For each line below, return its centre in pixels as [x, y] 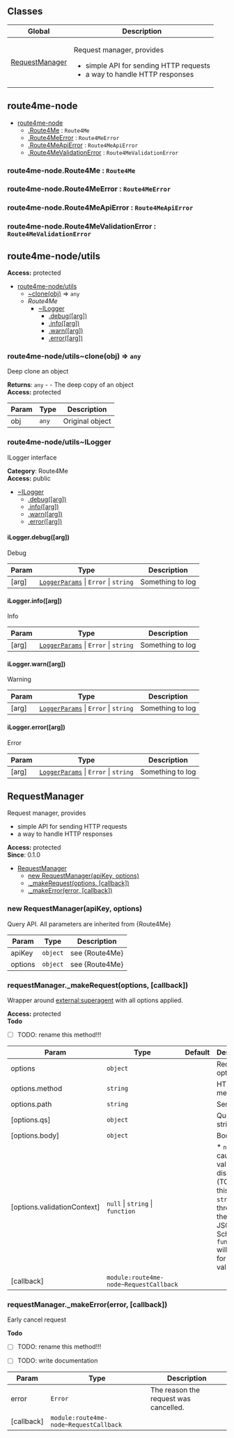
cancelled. [167, 1407]
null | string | [130, 1203]
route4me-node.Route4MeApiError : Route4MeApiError [100, 208]
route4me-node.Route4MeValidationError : [82, 227]
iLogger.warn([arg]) [37, 664]
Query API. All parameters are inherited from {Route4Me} [89, 924]
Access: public [29, 478]
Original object [87, 421]
